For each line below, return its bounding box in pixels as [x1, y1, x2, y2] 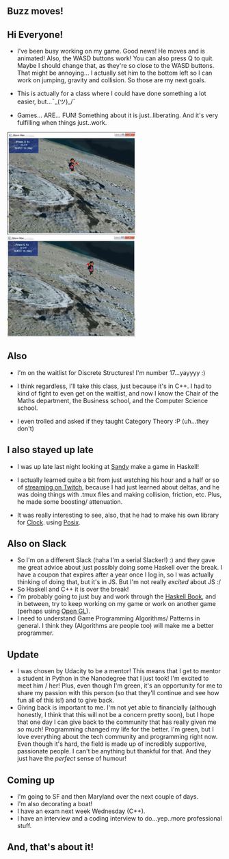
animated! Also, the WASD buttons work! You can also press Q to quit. [16, 54, 214, 62]
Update [7, 649, 40, 660]
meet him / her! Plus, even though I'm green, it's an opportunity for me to [16, 681, 223, 690]
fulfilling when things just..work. [16, 119, 107, 127]
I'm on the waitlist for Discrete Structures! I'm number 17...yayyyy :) [16, 368, 206, 376]
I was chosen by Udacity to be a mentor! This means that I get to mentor [16, 667, 221, 675]
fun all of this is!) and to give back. [16, 696, 115, 705]
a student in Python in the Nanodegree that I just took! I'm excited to [16, 675, 209, 683]
